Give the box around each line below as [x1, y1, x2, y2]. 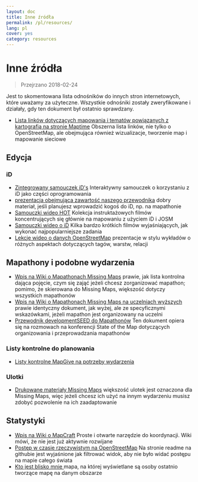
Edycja [6, 153, 32, 163]
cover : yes [6, 31, 33, 37]
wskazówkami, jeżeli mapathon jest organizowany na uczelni [14, 311, 163, 318]
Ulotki [6, 373, 24, 381]
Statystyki [6, 416, 46, 426]
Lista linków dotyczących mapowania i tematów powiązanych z [14, 117, 169, 124]
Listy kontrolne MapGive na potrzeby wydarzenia [14, 358, 135, 365]
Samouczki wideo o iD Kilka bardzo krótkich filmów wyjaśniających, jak [14, 221, 188, 228]
